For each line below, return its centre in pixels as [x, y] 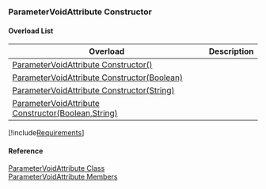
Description [231, 51]
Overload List [31, 31]
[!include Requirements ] [46, 133]
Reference [26, 151]
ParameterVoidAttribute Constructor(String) [93, 91]
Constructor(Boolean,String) [65, 113]
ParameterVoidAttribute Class [57, 168]
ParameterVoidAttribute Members [63, 177]
